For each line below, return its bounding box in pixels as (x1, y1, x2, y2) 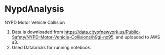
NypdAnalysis (4, 3, 65, 15)
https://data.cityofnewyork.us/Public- (64, 29, 141, 35)
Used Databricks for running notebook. (11, 44, 92, 50)
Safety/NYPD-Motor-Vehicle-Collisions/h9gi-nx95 (11, 34, 114, 40)
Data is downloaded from (11, 29, 64, 35)
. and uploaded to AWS (113, 34, 160, 40)
